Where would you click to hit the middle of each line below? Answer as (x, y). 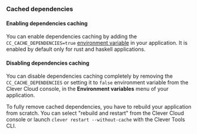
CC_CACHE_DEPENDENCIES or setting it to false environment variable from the (97, 83)
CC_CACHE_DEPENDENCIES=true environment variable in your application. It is (97, 43)
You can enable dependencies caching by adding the (72, 36)
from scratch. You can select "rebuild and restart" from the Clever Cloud (95, 113)
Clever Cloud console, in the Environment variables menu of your (87, 89)
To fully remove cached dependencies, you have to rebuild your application (99, 107)
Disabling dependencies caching (48, 63)
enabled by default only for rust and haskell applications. (76, 49)
